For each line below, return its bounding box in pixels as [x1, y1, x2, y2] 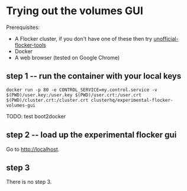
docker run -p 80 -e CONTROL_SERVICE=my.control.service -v [6, 87, 158, 93]
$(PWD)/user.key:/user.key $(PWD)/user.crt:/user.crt [6, 92, 142, 98]
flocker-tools [14, 41, 46, 48]
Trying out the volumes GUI [6, 4, 144, 18]
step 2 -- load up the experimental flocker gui [6, 130, 177, 140]
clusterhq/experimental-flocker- [91, 97, 173, 103]
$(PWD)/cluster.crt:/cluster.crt [6, 97, 89, 103]
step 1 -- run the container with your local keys [6, 71, 182, 81]
